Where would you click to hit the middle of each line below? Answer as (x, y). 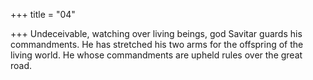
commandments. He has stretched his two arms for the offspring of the (157, 44)
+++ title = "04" (43, 14)
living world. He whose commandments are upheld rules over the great (156, 55)
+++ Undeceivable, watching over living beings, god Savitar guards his (156, 33)
